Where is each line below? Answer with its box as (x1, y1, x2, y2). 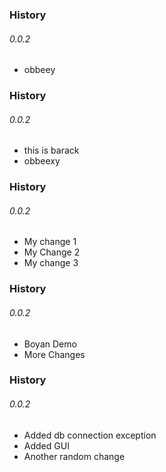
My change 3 (23, 257, 79, 269)
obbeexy (23, 155, 61, 167)
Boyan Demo (23, 338, 77, 350)
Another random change (23, 450, 126, 462)
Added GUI (23, 439, 70, 452)
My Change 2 (23, 246, 81, 258)
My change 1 (23, 236, 77, 248)
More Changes (23, 348, 86, 360)
